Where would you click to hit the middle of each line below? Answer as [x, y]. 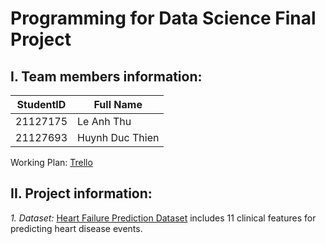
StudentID [41, 104]
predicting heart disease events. [76, 228]
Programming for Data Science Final [163, 18]
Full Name [118, 104]
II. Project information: [81, 193]
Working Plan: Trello [51, 162]
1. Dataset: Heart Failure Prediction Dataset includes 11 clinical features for [163, 218]
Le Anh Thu [104, 121]
